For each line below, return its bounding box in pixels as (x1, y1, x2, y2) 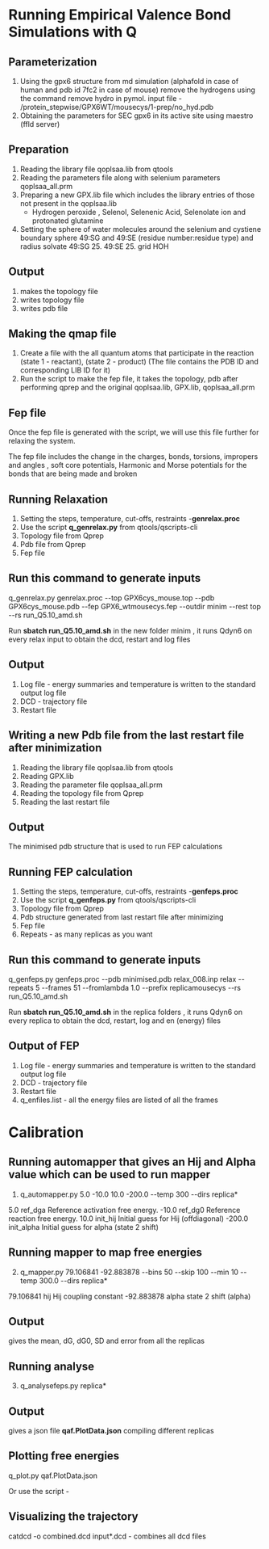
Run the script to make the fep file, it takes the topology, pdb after (19, 374, 239, 384)
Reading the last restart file (19, 797, 110, 806)
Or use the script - (8, 1486, 70, 1496)
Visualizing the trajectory (8, 1509, 139, 1524)
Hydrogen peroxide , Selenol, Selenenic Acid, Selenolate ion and (31, 207, 246, 217)
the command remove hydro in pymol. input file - (19, 94, 183, 103)
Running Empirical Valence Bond (8, 6, 231, 24)
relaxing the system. (8, 436, 76, 446)
